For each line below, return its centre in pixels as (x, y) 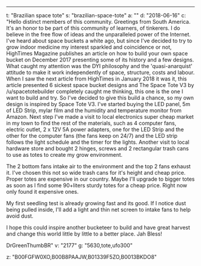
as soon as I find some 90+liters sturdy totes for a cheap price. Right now (97, 185)
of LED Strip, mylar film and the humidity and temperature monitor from (94, 110)
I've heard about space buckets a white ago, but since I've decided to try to (99, 41)
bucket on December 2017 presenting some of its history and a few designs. (100, 60)
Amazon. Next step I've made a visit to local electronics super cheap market (100, 117)
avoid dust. (20, 216)
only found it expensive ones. (42, 192)
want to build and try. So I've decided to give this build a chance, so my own (100, 98)
